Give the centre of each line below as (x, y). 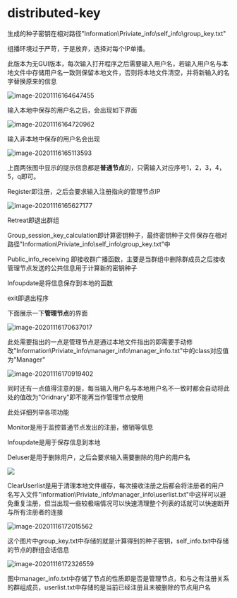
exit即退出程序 (28, 298)
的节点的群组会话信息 (38, 549)
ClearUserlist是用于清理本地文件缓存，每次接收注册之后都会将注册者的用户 (116, 485)
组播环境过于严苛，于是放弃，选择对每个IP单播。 (78, 48)
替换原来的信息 (35, 81)
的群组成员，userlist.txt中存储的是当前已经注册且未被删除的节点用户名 (109, 587)
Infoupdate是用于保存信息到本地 (54, 442)
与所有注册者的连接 (35, 512)
